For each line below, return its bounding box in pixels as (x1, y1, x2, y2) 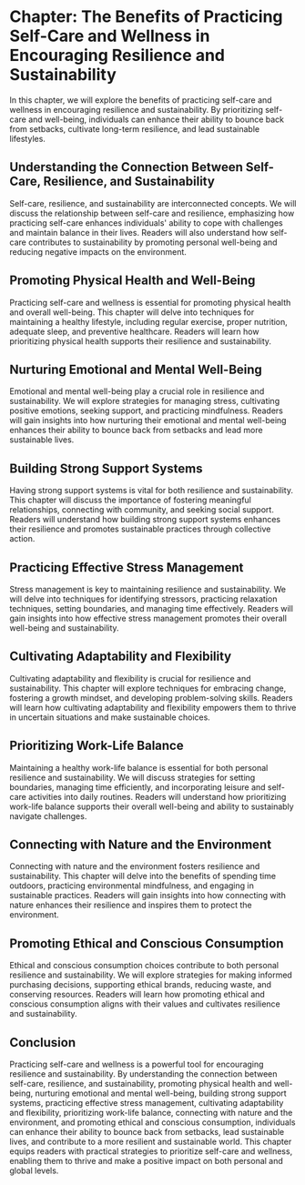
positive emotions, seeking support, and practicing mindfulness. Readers (9, 405, 284, 416)
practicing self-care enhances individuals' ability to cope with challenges (9, 217, 284, 228)
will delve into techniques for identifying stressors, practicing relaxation (9, 593, 278, 604)
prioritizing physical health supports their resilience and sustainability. (9, 335, 271, 347)
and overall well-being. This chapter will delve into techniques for (9, 307, 255, 318)
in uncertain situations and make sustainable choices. (9, 712, 211, 723)
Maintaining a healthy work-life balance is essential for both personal (9, 762, 269, 773)
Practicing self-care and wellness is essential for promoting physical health (9, 297, 291, 308)
